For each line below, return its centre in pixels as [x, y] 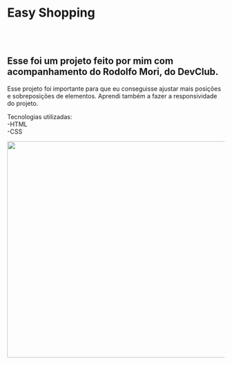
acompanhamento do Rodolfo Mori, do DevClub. [113, 72]
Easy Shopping [51, 13]
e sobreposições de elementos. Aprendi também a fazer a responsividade [112, 96]
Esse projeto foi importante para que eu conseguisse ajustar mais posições [114, 89]
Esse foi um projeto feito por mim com [90, 61]
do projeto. [23, 103]
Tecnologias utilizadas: [40, 116]
